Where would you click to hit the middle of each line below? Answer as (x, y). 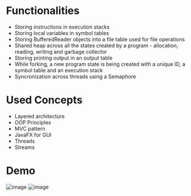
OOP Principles (33, 122)
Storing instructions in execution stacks (62, 27)
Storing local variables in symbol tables (62, 33)
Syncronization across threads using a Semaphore (75, 76)
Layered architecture (40, 116)
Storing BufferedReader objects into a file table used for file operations (100, 39)
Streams (25, 147)
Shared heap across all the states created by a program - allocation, (96, 45)
